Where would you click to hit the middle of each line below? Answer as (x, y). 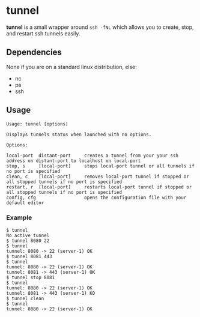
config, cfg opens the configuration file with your (96, 198)
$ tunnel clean (25, 298)
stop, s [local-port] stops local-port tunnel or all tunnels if (101, 166)
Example (19, 218)
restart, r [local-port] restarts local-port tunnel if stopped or (99, 187)
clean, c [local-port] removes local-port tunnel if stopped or (98, 177)
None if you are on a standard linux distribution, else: (71, 67)
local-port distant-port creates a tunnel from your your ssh (92, 155)
